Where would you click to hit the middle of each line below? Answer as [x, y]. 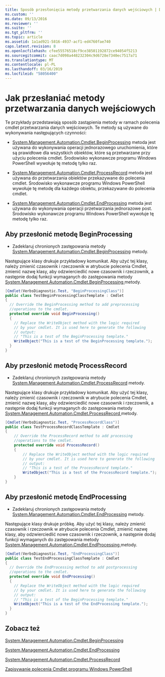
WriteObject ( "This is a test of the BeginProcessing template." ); [83, 341]
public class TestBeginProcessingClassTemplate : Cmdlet [65, 295]
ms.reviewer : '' [22, 23]
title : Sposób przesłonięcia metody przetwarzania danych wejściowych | [81, 10]
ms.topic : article [24, 37]
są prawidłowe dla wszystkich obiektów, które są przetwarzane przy [81, 153]
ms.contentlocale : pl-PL [30, 64]
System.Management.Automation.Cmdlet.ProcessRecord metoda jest [82, 172]
